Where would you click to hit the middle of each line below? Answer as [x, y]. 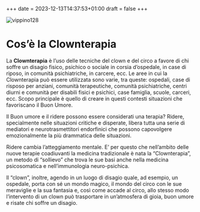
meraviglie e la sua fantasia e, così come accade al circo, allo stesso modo [98, 190]
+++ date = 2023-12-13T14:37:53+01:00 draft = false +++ [77, 9]
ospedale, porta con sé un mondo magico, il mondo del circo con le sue [94, 183]
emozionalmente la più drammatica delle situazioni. [69, 135]
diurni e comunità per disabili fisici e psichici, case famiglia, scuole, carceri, [99, 92]
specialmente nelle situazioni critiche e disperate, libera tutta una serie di [96, 123]
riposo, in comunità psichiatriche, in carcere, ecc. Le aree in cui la [87, 73]
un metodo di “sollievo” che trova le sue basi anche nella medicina [87, 160]
